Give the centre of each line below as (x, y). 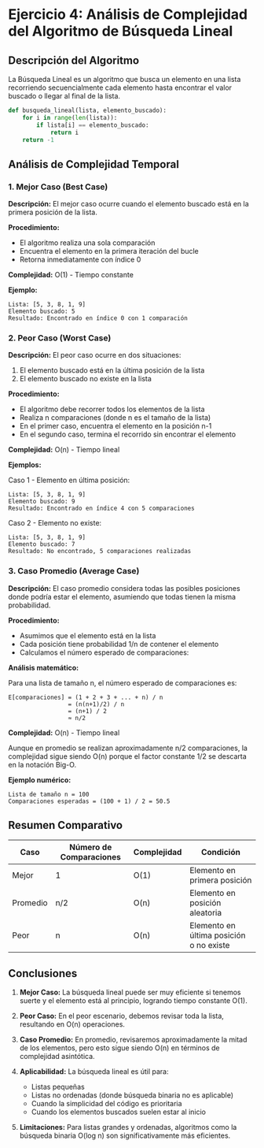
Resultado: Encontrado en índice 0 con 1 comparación (98, 318)
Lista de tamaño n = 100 (49, 794)
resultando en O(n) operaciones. (72, 1024)
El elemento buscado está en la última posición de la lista (112, 370)
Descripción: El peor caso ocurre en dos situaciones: (95, 355)
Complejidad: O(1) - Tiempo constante (71, 275)
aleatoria (206, 913)
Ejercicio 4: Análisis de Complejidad (128, 15)
